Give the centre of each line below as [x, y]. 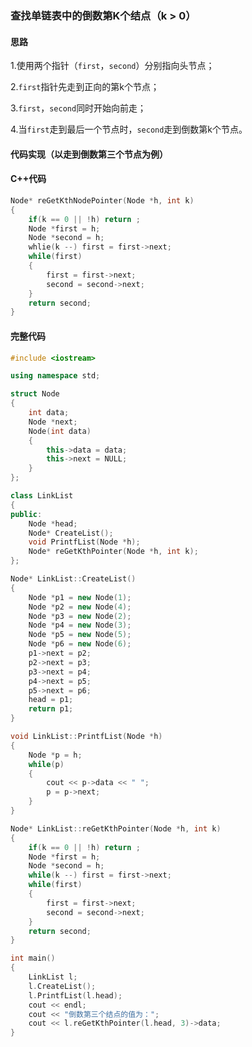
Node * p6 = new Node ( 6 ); [80, 644]
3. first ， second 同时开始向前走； [78, 108]
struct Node [35, 394]
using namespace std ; [55, 376]
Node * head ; [53, 523]
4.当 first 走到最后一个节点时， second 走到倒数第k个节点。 [129, 129]
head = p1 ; [51, 700]
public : [26, 514]
